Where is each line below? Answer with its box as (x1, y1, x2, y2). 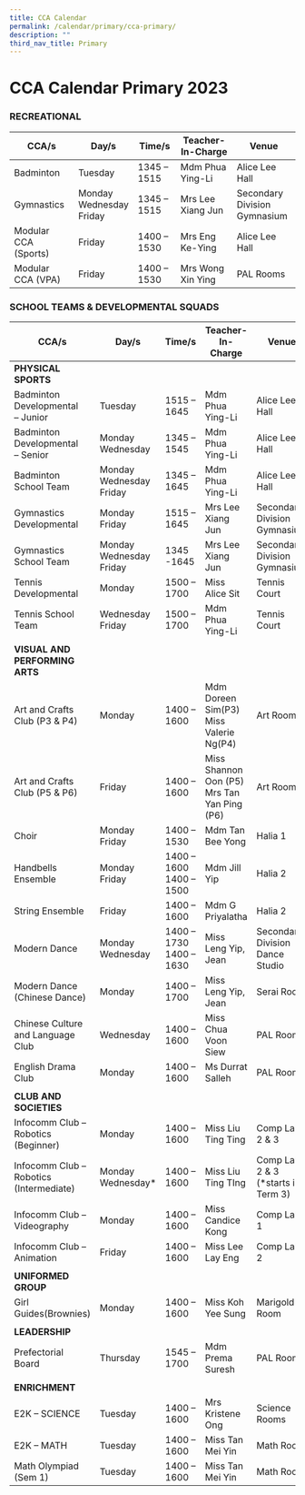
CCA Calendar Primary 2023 (9, 78, 229, 98)
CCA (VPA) (14, 273, 62, 286)
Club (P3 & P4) (14, 715, 78, 728)
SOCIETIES (14, 1102, 63, 1115)
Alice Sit (204, 588, 241, 601)
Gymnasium (236, 209, 288, 222)
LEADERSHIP (14, 1326, 71, 1338)
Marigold (256, 1296, 295, 1308)
